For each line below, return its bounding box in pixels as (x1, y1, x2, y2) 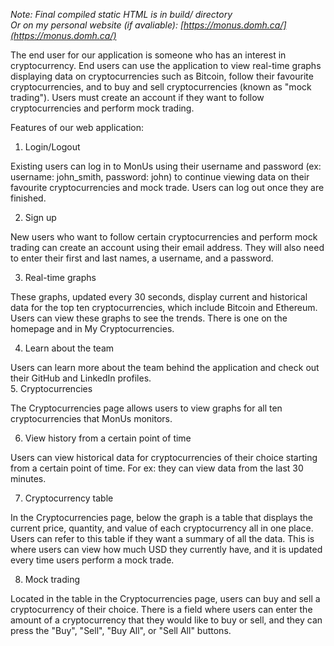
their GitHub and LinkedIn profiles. (10, 372, 152, 384)
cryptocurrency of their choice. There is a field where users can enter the (10, 604, 313, 615)
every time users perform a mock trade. (10, 554, 175, 566)
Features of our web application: (10, 122, 144, 133)
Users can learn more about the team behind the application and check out (10, 362, 320, 373)
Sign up (24, 212, 57, 223)
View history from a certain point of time (24, 432, 192, 444)
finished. (10, 192, 47, 204)
